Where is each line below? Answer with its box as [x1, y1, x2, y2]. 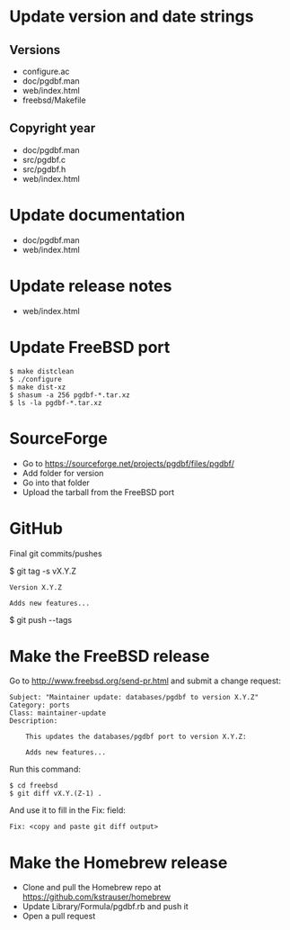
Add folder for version [22, 467, 104, 478]
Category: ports [9, 700, 70, 710]
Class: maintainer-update [9, 709, 106, 718]
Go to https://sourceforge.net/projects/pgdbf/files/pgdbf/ [22, 457, 235, 469]
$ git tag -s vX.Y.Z [9, 565, 77, 576]
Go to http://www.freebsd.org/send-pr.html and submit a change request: [9, 675, 281, 686]
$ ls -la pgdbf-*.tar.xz [9, 398, 102, 407]
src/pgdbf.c [22, 154, 66, 165]
